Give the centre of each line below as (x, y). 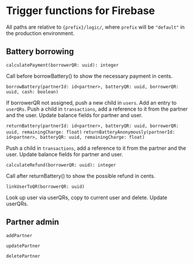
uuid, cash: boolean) (32, 92)
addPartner (19, 235)
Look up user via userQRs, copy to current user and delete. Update (87, 197)
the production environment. (40, 33)
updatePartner (23, 246)
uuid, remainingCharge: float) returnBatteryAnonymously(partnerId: (91, 132)
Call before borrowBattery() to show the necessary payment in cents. (89, 76)
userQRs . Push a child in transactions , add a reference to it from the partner (97, 109)
